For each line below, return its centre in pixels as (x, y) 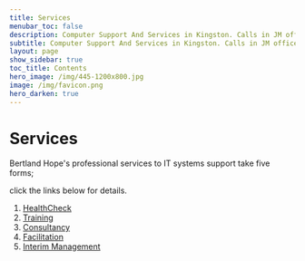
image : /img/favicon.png (56, 85)
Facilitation (43, 237)
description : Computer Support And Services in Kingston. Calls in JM (146, 34)
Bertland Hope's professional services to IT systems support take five (140, 163)
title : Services (40, 18)
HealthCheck (47, 208)
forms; (22, 173)
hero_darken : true (44, 93)
